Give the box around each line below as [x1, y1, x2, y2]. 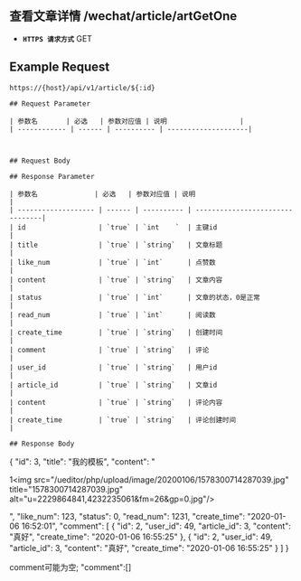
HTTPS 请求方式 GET [22, 33, 93, 43]
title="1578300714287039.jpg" [9, 483, 124, 494]
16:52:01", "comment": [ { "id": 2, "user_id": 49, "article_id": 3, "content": [21, 520, 292, 531]
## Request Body [9, 156, 71, 165]
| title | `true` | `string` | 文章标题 [9, 240, 223, 249]
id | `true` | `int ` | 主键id [17, 222, 218, 232]
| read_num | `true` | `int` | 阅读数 [9, 310, 216, 319]
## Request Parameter [9, 98, 91, 108]
